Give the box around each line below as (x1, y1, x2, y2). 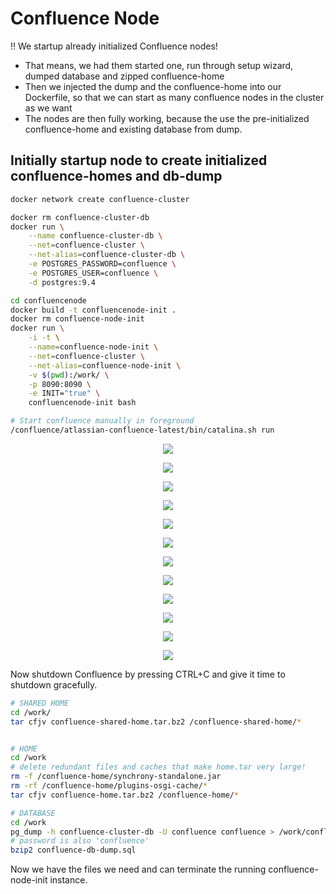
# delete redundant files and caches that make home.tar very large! (10, 762, 307, 772)
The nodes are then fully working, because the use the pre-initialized (24, 112, 310, 124)
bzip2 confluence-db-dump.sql (10, 845, 137, 856)
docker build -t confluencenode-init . (10, 305, 177, 315)
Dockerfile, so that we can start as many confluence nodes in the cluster (24, 91, 325, 103)
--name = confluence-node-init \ (28, 342, 159, 352)
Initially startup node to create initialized (10, 152, 268, 169)
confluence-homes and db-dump (10, 168, 223, 185)
